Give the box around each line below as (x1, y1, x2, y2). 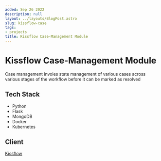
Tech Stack (5, 90, 40, 98)
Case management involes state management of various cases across (5, 71, 146, 77)
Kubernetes (12, 124, 36, 129)
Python (12, 103, 27, 109)
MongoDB (12, 113, 33, 119)
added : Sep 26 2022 (5, 7, 45, 12)
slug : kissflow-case (5, 20, 47, 26)
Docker (12, 118, 27, 124)
